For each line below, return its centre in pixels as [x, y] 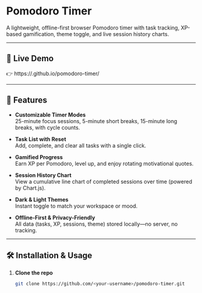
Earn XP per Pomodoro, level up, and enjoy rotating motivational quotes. [104, 163]
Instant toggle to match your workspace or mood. [76, 206]
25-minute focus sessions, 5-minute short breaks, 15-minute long [96, 121]
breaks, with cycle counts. [47, 127]
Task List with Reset [41, 139]
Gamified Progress [39, 157]
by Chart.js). [30, 188]
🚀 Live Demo [30, 59]
